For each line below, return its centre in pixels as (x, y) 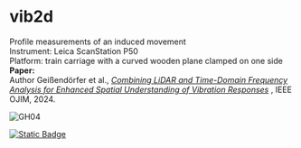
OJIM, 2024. (33, 99)
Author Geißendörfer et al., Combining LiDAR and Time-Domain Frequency (149, 79)
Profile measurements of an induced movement (98, 42)
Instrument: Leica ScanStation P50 (74, 51)
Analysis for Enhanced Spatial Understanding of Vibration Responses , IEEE (150, 89)
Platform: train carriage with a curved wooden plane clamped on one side (146, 60)
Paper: (22, 70)
